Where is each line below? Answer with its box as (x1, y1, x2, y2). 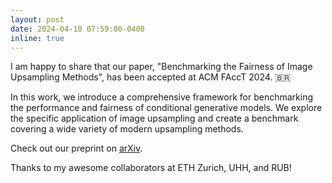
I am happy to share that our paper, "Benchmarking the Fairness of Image (10, 61, 313, 73)
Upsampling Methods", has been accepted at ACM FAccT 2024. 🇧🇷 (10, 71, 292, 83)
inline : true (10, 33, 65, 43)
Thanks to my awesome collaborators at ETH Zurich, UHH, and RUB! (10, 162, 292, 174)
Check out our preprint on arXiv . (10, 142, 143, 155)
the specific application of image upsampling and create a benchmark (10, 112, 299, 125)
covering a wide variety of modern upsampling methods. (10, 123, 244, 135)
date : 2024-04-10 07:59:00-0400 (10, 24, 145, 34)
